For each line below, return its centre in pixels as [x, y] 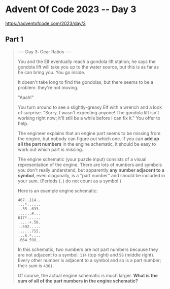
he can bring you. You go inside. [51, 72]
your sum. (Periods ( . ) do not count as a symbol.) [70, 181]
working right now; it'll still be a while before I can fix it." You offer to [89, 118]
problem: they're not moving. [48, 87]
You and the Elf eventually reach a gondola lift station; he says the [87, 61]
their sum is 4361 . [36, 266]
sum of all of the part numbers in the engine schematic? [78, 281]
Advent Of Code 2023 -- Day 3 [71, 9]
